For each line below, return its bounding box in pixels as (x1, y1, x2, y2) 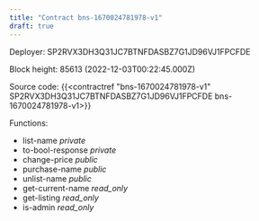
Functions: (9, 118, 49, 128)
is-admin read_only (22, 201, 94, 212)
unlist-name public (22, 172, 93, 184)
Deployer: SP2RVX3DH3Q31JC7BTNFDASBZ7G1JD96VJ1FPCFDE (9, 46, 251, 57)
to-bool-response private (22, 145, 117, 155)
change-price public (22, 154, 99, 164)
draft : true (9, 22, 54, 31)
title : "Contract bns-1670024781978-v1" (9, 13, 164, 22)
